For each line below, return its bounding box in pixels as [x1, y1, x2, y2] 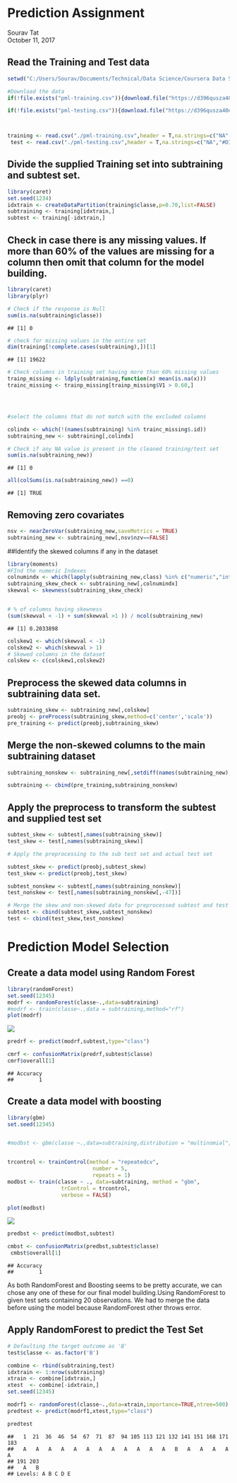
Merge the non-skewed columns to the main [7, 739, 206, 751]
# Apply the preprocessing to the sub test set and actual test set [7, 850, 213, 857]
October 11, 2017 [7, 35, 55, 44]
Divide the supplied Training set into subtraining [7, 158, 224, 170]
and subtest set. [7, 170, 80, 182]
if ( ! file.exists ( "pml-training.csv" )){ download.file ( [7, 94, 169, 102]
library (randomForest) [7, 985, 74, 992]
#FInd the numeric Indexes [7, 567, 87, 574]
